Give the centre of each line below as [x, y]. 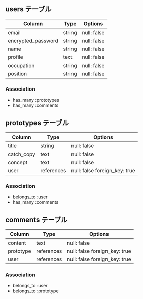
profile [16, 57]
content [17, 243]
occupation [21, 65]
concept [18, 162]
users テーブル [28, 9]
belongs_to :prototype [36, 291]
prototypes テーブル [37, 123]
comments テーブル [37, 219]
